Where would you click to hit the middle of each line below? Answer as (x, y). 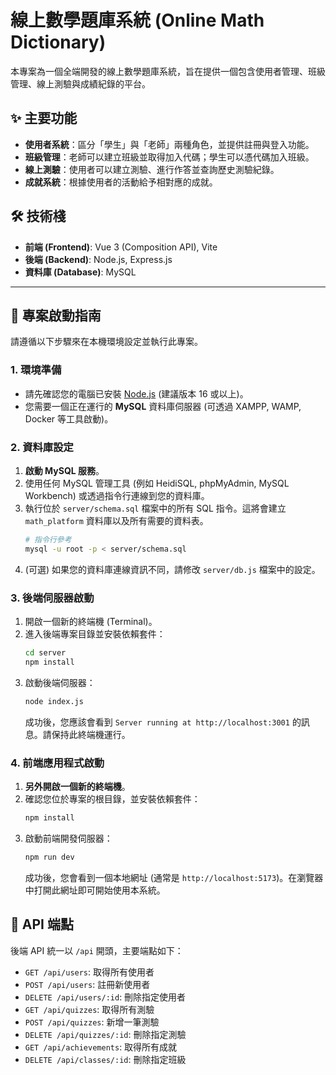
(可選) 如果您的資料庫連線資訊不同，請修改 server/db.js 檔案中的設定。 (172, 569)
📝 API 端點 (42, 924)
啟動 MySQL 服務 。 (64, 470)
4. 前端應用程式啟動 (57, 763)
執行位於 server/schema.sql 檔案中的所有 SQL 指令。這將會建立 (155, 508)
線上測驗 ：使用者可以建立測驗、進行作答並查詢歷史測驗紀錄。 (152, 169)
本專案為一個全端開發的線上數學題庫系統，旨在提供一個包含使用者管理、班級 (168, 71)
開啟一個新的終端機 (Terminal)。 (91, 622)
